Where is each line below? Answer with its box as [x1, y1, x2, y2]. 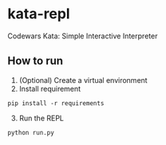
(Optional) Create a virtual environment [18, 75, 148, 84]
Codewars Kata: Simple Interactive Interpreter [7, 31, 158, 41]
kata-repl [7, 5, 70, 23]
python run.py [7, 128, 55, 136]
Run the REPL [18, 113, 65, 123]
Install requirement [18, 84, 81, 93]
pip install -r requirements [7, 99, 105, 108]
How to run [7, 54, 64, 68]
